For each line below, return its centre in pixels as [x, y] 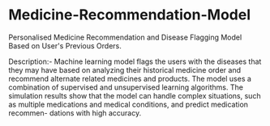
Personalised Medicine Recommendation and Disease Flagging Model [125, 37]
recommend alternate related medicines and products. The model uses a [130, 78]
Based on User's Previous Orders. [65, 45]
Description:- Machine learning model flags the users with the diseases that [135, 61]
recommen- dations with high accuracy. [75, 113]
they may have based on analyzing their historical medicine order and [125, 69]
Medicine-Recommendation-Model [130, 15]
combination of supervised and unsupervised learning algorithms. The [126, 87]
